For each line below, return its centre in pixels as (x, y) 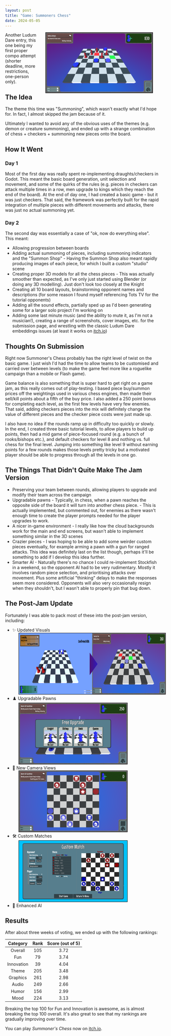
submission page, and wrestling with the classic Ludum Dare (73, 326)
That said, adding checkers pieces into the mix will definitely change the (78, 409)
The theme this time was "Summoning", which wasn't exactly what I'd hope (81, 109)
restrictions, (17, 71)
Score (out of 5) (64, 943)
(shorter (13, 61)
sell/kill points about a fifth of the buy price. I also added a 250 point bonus (81, 398)
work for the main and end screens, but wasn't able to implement (78, 531)
